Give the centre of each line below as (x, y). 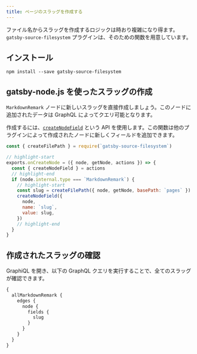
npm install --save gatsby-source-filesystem (64, 72)
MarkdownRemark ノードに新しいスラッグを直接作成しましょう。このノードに (99, 107)
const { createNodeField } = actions (59, 168)
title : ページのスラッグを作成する (44, 12)
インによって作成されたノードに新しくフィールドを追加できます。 (97, 135)
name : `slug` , (40, 207)
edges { (26, 301)
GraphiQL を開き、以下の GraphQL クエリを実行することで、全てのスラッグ (99, 271)
